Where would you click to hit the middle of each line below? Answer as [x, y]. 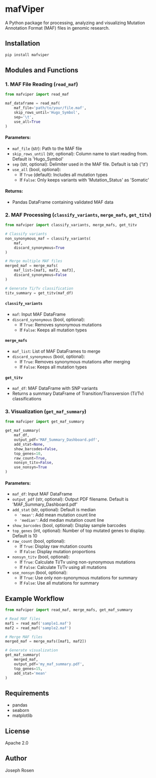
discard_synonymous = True [39, 248]
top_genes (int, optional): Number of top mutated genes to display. [79, 530]
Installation [23, 44]
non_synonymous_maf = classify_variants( [48, 238]
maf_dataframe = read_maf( [33, 104]
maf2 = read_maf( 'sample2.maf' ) [38, 628]
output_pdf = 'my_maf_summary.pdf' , [49, 664]
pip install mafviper [27, 55]
